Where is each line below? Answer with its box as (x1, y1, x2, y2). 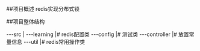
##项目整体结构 (6, 18, 45, 25)
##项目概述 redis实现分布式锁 (6, 5, 80, 12)
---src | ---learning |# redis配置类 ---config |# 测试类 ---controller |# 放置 (6, 31, 190, 38)
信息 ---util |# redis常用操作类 (11, 38, 86, 45)
